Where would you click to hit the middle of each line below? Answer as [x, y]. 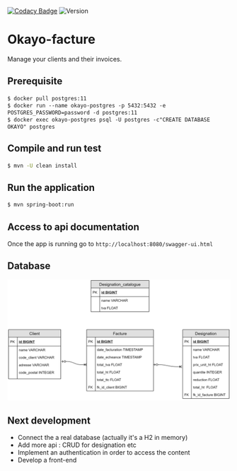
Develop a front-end [47, 460]
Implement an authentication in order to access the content [104, 453]
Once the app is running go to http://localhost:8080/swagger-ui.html [110, 243]
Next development [49, 420]
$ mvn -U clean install [42, 165]
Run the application [51, 187]
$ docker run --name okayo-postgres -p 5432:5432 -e [87, 105]
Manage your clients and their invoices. [65, 59]
